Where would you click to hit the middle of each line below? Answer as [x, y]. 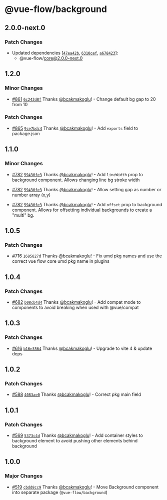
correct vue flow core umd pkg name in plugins [60, 261]
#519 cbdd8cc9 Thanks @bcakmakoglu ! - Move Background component [85, 487]
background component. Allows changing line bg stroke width [76, 180]
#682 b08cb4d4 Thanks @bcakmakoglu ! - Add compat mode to [76, 302]
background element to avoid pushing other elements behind [75, 440]
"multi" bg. [23, 215]
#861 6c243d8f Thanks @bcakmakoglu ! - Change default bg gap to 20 [84, 99]
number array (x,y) [31, 195]
